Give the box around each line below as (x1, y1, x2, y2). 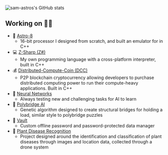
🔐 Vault (12, 117, 28, 123)
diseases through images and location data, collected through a (20, 138, 152, 144)
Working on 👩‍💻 (5, 19, 53, 28)
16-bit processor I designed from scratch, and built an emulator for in (20, 38, 163, 44)
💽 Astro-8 (12, 33, 33, 39)
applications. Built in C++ (20, 85, 72, 91)
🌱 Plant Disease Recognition (12, 128, 71, 134)
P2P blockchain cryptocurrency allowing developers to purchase (20, 74, 154, 81)
